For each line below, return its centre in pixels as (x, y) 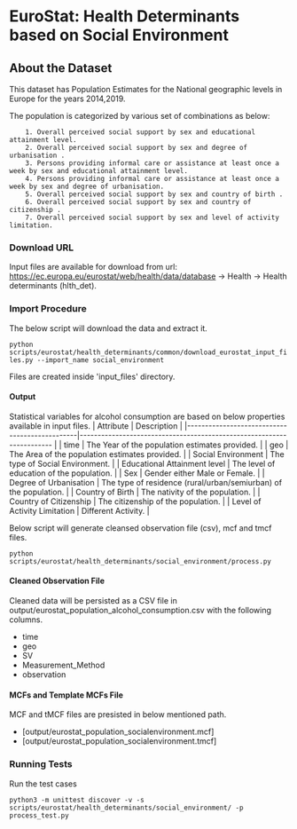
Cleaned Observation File (57, 581)
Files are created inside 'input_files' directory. (92, 376)
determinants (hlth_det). (53, 286)
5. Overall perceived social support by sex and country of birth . (154, 194)
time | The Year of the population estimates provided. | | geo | (176, 445)
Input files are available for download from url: (93, 267)
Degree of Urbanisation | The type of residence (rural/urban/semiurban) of (145, 482)
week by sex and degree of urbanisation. (87, 186)
